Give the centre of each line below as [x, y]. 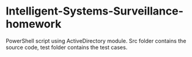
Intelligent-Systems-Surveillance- [95, 11]
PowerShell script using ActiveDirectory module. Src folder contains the [96, 41]
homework [34, 24]
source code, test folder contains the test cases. [67, 47]
